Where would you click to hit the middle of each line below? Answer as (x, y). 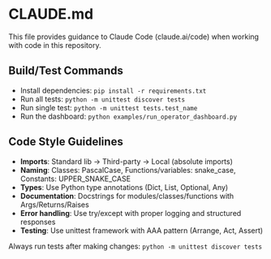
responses (38, 222)
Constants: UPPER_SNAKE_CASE (75, 179)
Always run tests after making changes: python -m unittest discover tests (135, 246)
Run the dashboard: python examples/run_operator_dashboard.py (129, 116)
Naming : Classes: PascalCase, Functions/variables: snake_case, (128, 170)
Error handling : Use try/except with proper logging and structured (131, 213)
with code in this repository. (55, 45)
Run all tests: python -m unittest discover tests (102, 99)
